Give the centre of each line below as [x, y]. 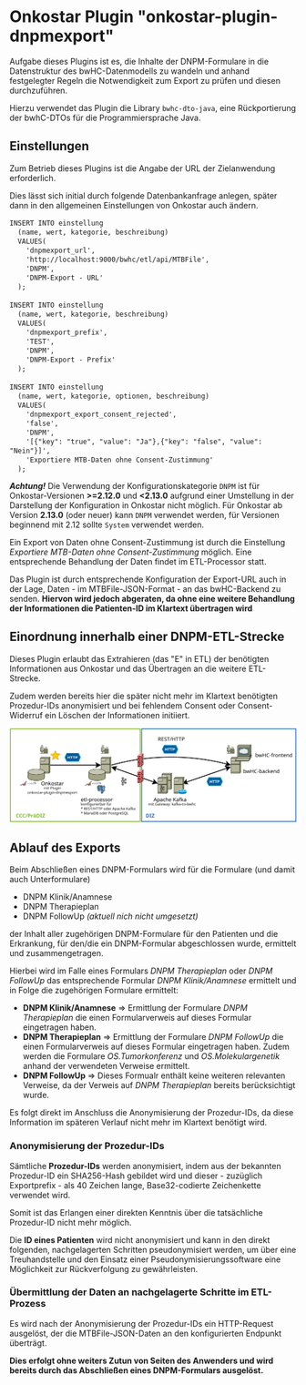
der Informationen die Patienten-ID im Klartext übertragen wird [131, 608]
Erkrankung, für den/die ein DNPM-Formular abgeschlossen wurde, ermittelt [153, 943]
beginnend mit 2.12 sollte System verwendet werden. [107, 524]
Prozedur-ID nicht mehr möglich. [71, 1222]
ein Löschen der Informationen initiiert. [117, 715]
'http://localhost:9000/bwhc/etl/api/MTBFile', [117, 260]
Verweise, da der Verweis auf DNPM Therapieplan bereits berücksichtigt [159, 1085]
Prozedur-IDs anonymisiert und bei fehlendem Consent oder [122, 705]
